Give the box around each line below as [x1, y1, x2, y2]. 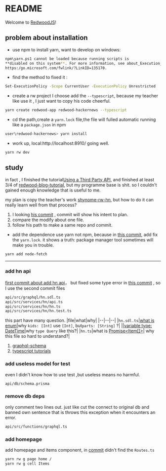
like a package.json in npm [12, 122, 66, 128]
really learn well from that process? [5, 202, 77, 208]
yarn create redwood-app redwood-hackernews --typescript [5, 108, 127, 113]
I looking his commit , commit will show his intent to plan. [12, 211, 128, 217]
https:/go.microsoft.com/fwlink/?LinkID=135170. [5, 65, 107, 71]
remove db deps [5, 393, 45, 400]
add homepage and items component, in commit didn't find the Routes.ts [5, 447, 155, 453]
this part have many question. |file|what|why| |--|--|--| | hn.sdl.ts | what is [5, 317, 155, 323]
